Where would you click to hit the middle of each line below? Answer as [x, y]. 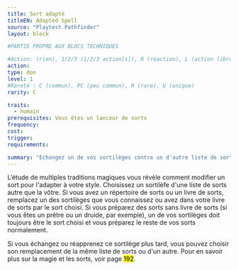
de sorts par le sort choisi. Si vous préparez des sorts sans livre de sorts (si [117, 208]
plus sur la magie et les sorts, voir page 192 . [72, 259]
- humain [27, 112]
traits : [19, 105]
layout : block [28, 34]
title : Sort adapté [36, 14]
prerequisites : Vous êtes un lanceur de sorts [77, 118]
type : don [22, 72]
